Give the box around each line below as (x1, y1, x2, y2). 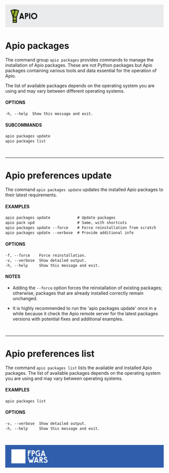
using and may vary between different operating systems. (5, 88, 125, 94)
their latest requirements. (5, 192, 57, 198)
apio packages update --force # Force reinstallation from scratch (5, 225, 156, 231)
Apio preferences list (5, 348, 95, 359)
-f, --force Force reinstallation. (5, 253, 87, 258)
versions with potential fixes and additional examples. (12, 316, 124, 322)
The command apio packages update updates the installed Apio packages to (5, 186, 163, 193)
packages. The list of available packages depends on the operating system (5, 370, 161, 376)
